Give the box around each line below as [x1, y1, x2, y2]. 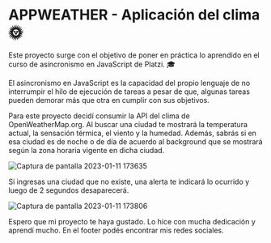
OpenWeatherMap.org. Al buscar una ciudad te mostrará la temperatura [8, 119, 248, 129]
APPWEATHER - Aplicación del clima [8, 6, 260, 24]
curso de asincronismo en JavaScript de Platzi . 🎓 [8, 59, 176, 69]
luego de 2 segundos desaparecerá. [8, 185, 129, 195]
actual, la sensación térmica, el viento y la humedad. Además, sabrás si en [8, 128, 257, 138]
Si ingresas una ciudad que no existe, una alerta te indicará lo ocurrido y [8, 177, 250, 186]
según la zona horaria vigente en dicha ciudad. [8, 145, 165, 155]
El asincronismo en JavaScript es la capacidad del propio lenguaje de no [8, 78, 251, 87]
